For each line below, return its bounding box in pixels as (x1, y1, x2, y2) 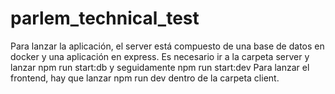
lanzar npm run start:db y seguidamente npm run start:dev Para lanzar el (10, 61, 310, 73)
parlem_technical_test (10, 7, 200, 30)
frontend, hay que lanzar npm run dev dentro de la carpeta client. (10, 72, 280, 84)
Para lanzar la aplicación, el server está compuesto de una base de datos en (10, 40, 325, 52)
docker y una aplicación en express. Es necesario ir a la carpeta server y (10, 50, 310, 62)
